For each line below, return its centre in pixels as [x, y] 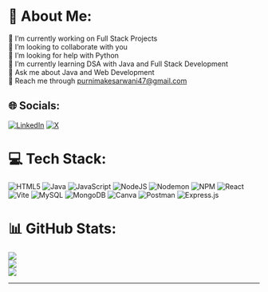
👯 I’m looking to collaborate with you [68, 46]
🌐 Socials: [34, 106]
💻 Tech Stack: [57, 158]
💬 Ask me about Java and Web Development [81, 72]
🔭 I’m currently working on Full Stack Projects [83, 38]
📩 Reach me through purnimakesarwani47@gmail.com [98, 81]
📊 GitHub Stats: [63, 229]
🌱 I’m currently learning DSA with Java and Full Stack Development [118, 64]
